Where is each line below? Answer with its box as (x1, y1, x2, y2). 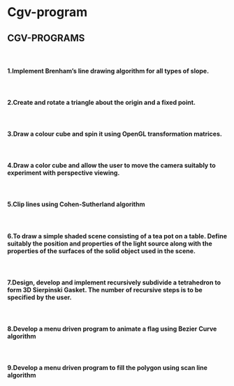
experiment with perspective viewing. (7, 169, 120, 177)
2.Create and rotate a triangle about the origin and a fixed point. (7, 98, 196, 106)
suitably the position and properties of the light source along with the (7, 239, 213, 248)
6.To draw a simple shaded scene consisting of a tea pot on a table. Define (7, 231, 228, 240)
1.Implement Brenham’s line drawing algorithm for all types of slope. (7, 66, 210, 75)
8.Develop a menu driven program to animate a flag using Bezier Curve (7, 324, 217, 333)
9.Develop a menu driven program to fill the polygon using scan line (7, 364, 208, 372)
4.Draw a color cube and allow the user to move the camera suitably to (7, 162, 217, 170)
